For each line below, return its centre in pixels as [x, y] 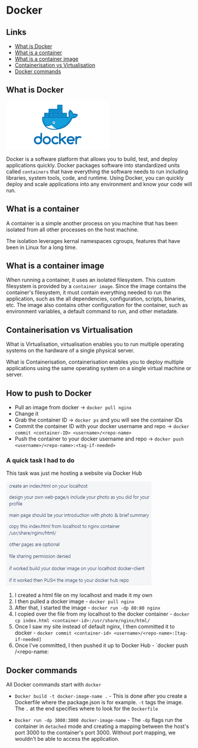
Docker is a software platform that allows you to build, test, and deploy [92, 159]
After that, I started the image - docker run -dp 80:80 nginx [87, 608]
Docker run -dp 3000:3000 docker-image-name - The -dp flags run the [98, 720]
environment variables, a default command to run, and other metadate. [92, 312]
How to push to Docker [49, 393]
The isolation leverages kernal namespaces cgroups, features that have [93, 241]
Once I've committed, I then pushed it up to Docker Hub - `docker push [101, 646]
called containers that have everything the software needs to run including [97, 171]
